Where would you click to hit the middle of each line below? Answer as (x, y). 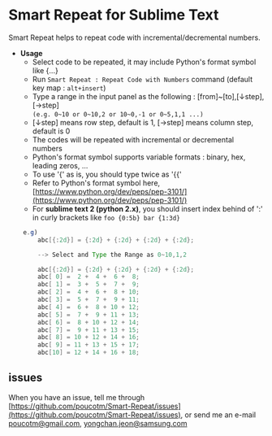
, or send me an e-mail (218, 414)
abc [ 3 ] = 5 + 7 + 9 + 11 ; (89, 300)
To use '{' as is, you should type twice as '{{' (107, 174)
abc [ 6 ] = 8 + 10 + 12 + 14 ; (89, 322)
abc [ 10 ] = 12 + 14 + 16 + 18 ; (89, 353)
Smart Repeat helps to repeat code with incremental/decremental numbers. (135, 37)
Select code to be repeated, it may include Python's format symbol (144, 62)
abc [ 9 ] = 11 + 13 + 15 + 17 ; (89, 345)
